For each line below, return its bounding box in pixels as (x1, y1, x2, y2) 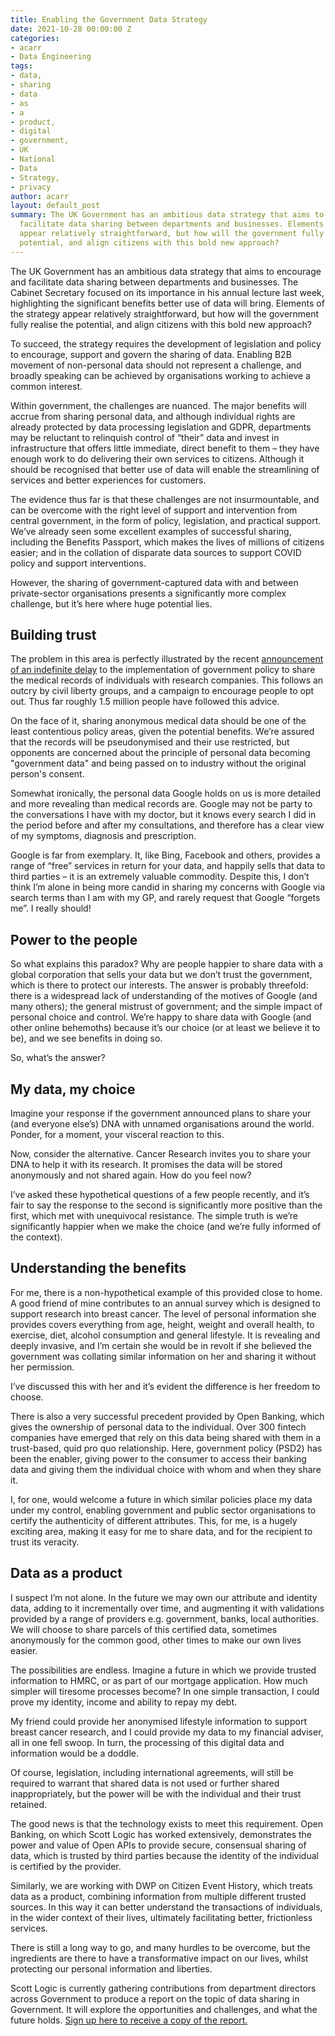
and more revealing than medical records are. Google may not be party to (10, 798, 313, 810)
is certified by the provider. (10, 1860, 122, 1872)
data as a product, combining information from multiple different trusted (10, 1890, 307, 1902)
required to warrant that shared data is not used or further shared (10, 1777, 280, 1789)
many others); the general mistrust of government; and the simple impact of (10, 1001, 323, 1013)
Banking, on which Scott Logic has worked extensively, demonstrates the (10, 1828, 313, 1840)
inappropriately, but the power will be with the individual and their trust (10, 1787, 302, 1800)
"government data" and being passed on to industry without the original (10, 757, 307, 770)
